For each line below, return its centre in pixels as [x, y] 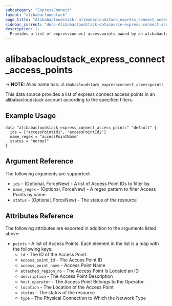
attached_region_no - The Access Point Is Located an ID [80, 271]
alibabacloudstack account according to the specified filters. [69, 99]
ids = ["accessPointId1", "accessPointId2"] [58, 132]
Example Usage [31, 116]
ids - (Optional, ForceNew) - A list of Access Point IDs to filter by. [82, 183]
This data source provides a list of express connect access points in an [80, 94]
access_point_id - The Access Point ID [61, 260]
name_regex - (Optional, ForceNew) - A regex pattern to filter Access [84, 189]
